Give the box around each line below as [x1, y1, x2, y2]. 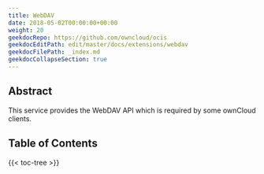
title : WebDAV [8, 11, 55, 20]
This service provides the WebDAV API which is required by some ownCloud [8, 106, 256, 115]
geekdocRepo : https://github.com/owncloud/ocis [8, 33, 168, 42]
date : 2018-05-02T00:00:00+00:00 [8, 19, 118, 27]
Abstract [8, 84, 53, 98]
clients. [8, 113, 32, 123]
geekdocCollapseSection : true [8, 56, 108, 64]
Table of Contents [8, 137, 99, 150]
